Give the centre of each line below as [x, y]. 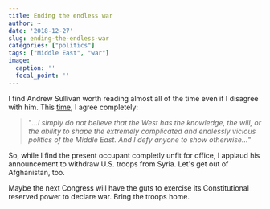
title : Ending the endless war [61, 16]
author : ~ [25, 23]
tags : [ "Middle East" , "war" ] [59, 53]
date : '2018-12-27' [41, 31]
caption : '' [36, 68]
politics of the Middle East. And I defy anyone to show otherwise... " [139, 139]
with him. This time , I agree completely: [74, 107]
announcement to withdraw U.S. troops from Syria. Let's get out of [119, 164]
